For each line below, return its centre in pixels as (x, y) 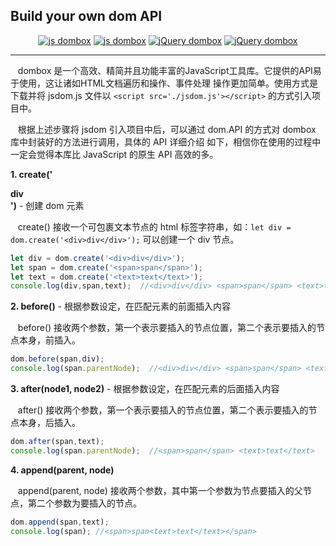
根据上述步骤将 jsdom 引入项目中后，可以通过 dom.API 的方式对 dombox (167, 129)
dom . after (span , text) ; (57, 442)
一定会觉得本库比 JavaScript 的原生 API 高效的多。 (114, 154)
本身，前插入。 (49, 340)
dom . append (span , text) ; (60, 522)
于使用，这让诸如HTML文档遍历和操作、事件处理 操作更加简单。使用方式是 (164, 83)
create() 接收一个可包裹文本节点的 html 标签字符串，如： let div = (154, 226)
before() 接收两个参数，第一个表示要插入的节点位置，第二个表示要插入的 (167, 328)
